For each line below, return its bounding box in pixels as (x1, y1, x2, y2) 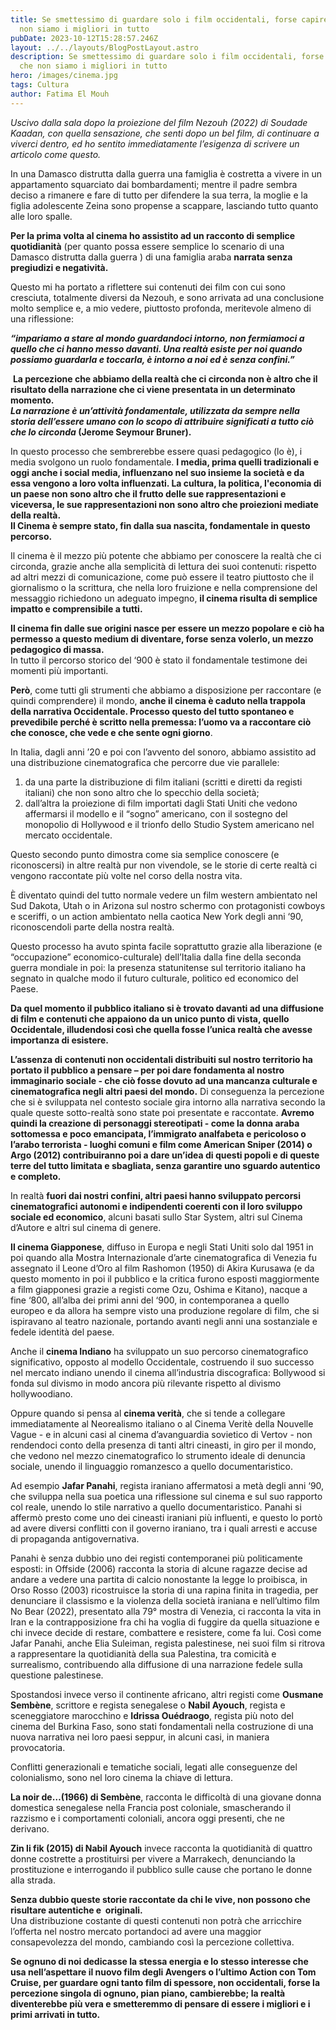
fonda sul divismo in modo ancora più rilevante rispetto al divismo (10, 1377, 282, 1389)
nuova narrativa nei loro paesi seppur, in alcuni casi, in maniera (10, 1731, 270, 1743)
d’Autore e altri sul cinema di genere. (10, 1221, 162, 1233)
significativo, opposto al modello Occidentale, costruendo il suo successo (10, 1356, 315, 1368)
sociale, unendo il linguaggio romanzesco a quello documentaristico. (10, 1460, 294, 1472)
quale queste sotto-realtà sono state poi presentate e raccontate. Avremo (10, 1106, 315, 1118)
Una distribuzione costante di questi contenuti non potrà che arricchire (10, 1914, 302, 1926)
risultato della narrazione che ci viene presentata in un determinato (10, 383, 296, 395)
